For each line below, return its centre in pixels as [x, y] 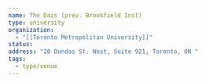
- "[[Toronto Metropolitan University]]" [84, 37]
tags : [17, 59]
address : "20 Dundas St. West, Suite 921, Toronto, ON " [103, 52]
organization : [31, 30]
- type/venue [37, 66]
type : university [37, 23]
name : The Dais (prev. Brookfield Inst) [75, 15]
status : [21, 45]
